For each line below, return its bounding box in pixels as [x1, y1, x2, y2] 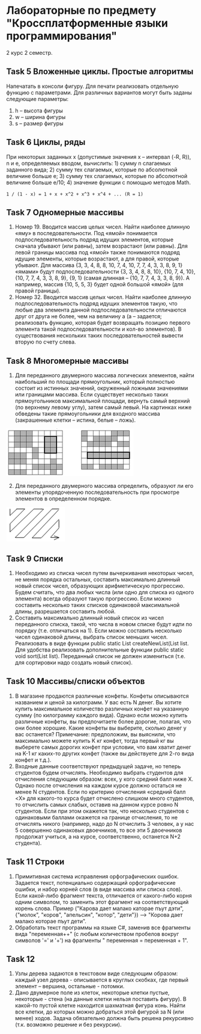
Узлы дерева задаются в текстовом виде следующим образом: [14, 970, 178, 977]
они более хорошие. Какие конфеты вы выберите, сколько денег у [14, 724, 187, 731]
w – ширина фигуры [14, 113, 66, 120]
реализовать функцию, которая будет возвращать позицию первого [14, 319, 191, 327]
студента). [14, 839, 42, 846]
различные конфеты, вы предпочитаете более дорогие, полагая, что [14, 718, 191, 725]
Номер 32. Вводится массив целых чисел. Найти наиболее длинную [14, 294, 191, 301]
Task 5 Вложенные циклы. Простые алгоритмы [6, 67, 194, 77]
